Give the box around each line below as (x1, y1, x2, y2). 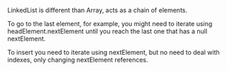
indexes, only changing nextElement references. (7, 56, 149, 64)
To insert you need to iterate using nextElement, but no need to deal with (7, 49, 220, 56)
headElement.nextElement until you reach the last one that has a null (7, 27, 208, 35)
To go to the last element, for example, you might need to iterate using (7, 20, 213, 27)
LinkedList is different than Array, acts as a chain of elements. (7, 6, 188, 14)
